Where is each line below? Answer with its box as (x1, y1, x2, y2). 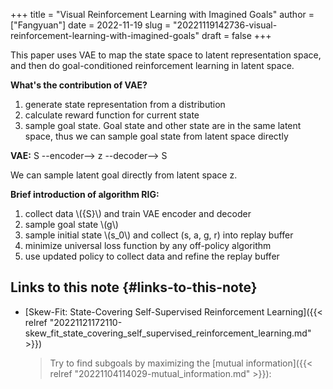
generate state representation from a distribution (24, 99, 226, 110)
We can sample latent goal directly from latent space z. (10, 169, 238, 181)
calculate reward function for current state (24, 109, 200, 121)
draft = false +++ (201, 30, 272, 41)
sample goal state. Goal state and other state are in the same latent (24, 120, 302, 131)
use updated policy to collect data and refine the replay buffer (24, 250, 280, 262)
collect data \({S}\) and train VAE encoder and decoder (24, 208, 252, 219)
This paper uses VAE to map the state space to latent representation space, (10, 49, 322, 61)
